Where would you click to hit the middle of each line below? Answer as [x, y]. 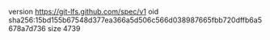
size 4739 [64, 28]
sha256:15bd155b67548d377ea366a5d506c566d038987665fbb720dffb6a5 [135, 20]
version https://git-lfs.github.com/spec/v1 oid [84, 12]
